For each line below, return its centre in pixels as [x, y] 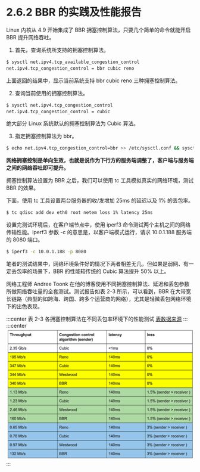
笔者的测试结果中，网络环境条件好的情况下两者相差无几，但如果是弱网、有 [97, 264]
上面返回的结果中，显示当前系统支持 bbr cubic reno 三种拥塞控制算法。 [93, 80]
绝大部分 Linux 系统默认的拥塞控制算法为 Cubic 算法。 [72, 123]
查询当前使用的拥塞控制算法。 [51, 93]
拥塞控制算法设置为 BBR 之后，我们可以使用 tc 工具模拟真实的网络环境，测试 [100, 181]
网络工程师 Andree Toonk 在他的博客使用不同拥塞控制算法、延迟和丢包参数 [98, 284]
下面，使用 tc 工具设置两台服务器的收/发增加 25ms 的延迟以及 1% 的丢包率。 [100, 201]
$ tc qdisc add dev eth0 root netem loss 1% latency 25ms [79, 213]
